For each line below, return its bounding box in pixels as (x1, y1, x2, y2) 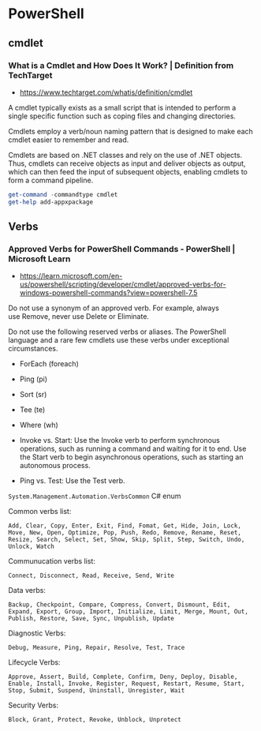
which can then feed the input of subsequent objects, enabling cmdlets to (8, 167, 248, 176)
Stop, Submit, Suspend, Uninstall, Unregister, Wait (8, 687, 185, 695)
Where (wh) (19, 420, 59, 430)
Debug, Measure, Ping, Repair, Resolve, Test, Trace (8, 644, 185, 652)
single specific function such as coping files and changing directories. (8, 111, 237, 121)
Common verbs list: (8, 507, 72, 516)
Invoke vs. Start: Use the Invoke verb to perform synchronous (19, 436, 221, 445)
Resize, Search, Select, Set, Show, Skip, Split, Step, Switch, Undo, (8, 536, 245, 544)
